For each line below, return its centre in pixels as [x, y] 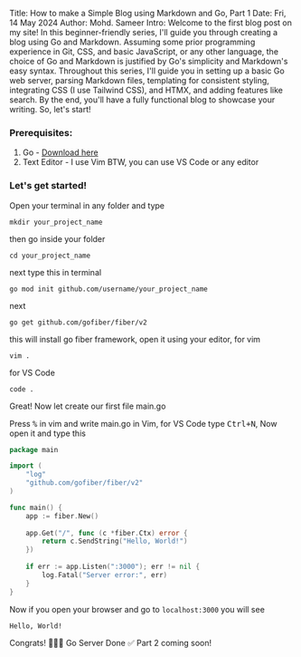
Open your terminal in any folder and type [87, 205]
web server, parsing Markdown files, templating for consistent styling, [139, 80]
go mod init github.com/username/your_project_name [108, 289]
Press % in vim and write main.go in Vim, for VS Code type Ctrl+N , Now [143, 423]
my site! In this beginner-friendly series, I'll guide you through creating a [144, 32]
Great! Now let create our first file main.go [88, 406]
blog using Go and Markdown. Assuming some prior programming [132, 42]
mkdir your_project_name [56, 222]
